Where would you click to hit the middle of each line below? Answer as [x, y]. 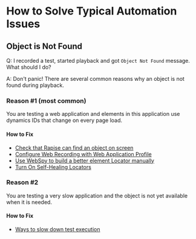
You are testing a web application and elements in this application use [93, 114]
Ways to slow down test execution [57, 229]
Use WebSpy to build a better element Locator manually [84, 161]
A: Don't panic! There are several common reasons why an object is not [95, 79]
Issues [23, 24]
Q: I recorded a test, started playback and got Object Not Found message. [98, 61]
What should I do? [29, 67]
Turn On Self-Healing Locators [53, 167]
